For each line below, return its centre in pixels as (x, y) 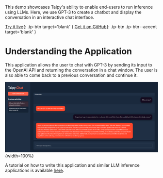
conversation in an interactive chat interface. (50, 17)
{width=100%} (19, 156)
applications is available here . (35, 170)
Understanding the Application (69, 52)
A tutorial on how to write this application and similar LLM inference (72, 165)
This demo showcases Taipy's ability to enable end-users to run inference (79, 7)
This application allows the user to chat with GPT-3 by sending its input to (79, 65)
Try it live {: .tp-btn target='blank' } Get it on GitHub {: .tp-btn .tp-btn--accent (81, 27)
